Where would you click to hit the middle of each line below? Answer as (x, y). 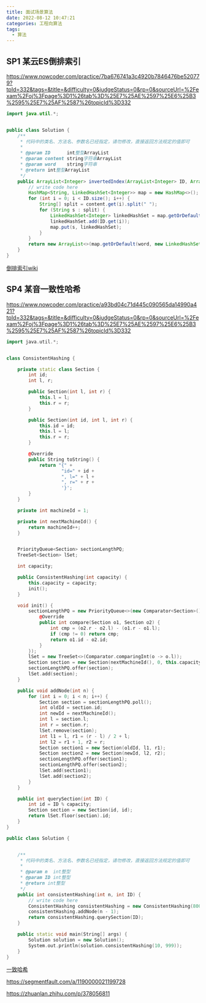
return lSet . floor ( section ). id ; (70, 816)
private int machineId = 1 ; (53, 510)
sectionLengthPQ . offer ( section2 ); (83, 765)
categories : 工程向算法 (34, 23)
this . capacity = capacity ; (63, 583)
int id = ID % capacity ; (60, 804)
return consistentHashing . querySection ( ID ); (86, 918)
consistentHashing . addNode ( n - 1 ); (74, 912)
